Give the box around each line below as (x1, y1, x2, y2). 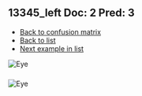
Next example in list (19, 43, 84, 54)
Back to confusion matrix (19, 27, 101, 36)
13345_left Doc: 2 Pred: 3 (8, 6, 136, 20)
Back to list (19, 35, 56, 45)
